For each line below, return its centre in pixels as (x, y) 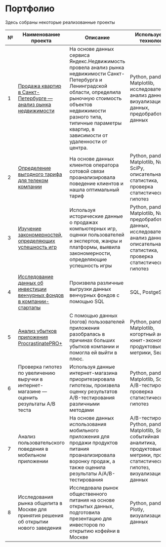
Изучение (30, 229)
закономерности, (90, 253)
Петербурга (84, 79)
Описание (97, 38)
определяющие (88, 259)
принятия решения (41, 515)
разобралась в (87, 334)
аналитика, (143, 442)
